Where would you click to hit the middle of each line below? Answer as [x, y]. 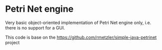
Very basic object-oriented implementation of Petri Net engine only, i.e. [78, 23]
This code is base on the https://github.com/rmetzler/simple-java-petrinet [81, 37]
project [12, 42]
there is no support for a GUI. [35, 27]
